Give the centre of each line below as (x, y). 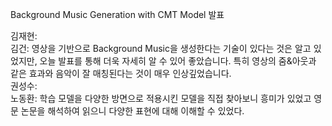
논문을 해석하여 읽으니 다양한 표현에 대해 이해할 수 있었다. (132, 111)
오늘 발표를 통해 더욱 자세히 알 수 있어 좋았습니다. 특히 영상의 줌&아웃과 (178, 61)
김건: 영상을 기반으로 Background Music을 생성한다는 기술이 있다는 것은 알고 (161, 48)
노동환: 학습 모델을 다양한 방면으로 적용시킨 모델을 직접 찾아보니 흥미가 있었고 (161, 98)
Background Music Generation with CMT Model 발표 (117, 14)
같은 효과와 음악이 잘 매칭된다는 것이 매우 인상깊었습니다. (121, 73)
